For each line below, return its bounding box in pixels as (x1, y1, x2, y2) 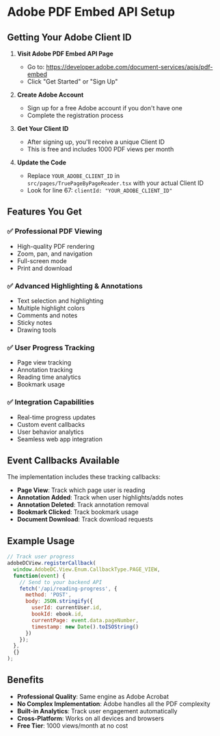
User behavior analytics (16, 428, 84, 436)
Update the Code (16, 158, 67, 167)
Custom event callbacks (16, 420, 85, 428)
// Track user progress (7, 553, 75, 561)
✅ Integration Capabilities (7, 397, 94, 407)
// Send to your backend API (19, 578, 102, 586)
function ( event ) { (13, 572, 66, 579)
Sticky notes (16, 318, 53, 326)
